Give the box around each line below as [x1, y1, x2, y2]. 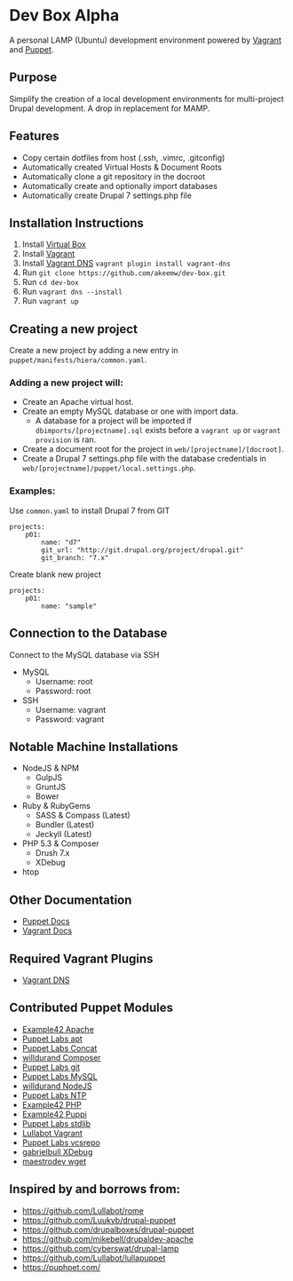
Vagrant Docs [21, 925, 73, 937]
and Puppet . [9, 43, 54, 54]
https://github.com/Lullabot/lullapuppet [21, 1253, 166, 1263]
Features [9, 129, 59, 144]
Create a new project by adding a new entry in [9, 345, 179, 356]
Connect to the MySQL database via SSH [9, 649, 160, 660]
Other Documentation [9, 892, 132, 907]
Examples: [9, 485, 56, 497]
